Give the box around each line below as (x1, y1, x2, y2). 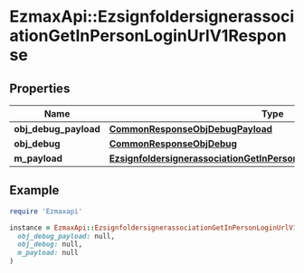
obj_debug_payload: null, (17, 231, 116, 240)
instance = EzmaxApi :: (9, 223, 95, 232)
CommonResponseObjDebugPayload (109, 123, 273, 135)
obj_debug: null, (17, 240, 83, 249)
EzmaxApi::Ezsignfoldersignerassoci (9, 6, 295, 27)
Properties (9, 80, 71, 96)
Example (9, 183, 60, 198)
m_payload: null (17, 249, 79, 258)
